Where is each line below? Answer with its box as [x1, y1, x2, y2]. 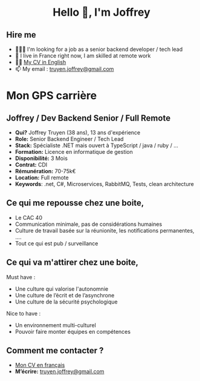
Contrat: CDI [15, 161, 48, 168]
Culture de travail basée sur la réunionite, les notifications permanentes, [15, 227, 195, 234]
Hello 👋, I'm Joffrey [52, 5, 150, 19]
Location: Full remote [15, 174, 69, 181]
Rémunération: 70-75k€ [15, 168, 76, 174]
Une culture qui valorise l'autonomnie [15, 285, 109, 293]
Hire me [6, 30, 36, 40]
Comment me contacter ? [6, 345, 104, 356]
